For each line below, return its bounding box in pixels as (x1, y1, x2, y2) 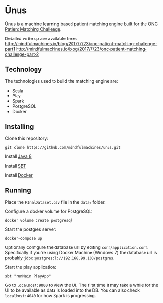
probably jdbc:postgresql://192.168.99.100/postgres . (5, 255, 115, 261)
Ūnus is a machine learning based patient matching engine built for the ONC (5, 21, 158, 27)
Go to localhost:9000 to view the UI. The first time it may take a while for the (5, 283, 159, 288)
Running (5, 186, 32, 194)
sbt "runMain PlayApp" (5, 274, 51, 279)
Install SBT (5, 163, 27, 169)
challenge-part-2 (5, 51, 39, 57)
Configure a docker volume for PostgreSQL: (5, 208, 93, 214)
